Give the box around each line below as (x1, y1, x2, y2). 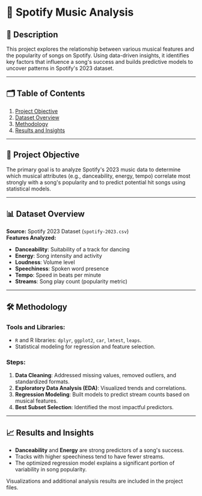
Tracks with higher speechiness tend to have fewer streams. (14, 453, 165, 460)
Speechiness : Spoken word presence (14, 265, 109, 272)
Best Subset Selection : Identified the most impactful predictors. (14, 404, 174, 411)
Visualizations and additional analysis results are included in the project (6, 477, 183, 485)
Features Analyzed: (6, 234, 57, 242)
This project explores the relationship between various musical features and (6, 45, 194, 52)
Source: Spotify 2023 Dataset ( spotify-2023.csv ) (6, 228, 129, 235)
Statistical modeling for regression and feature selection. (14, 343, 156, 350)
